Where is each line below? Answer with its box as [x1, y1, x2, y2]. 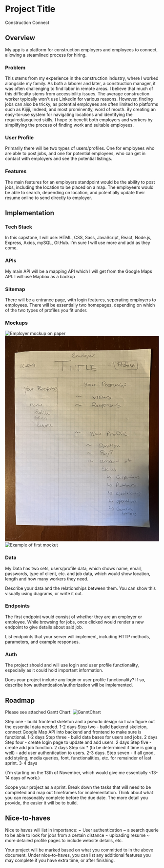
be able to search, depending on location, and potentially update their [5, 189, 145, 195]
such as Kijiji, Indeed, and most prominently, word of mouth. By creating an [5, 107, 156, 112]
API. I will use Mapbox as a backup [5, 273, 75, 279]
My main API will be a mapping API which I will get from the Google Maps [5, 268, 152, 274]
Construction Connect [5, 20, 50, 25]
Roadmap [5, 696, 35, 705]
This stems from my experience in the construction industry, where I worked [5, 75, 159, 81]
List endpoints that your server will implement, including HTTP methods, [5, 633, 150, 639]
